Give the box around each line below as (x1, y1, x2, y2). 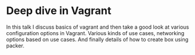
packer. (6, 42, 25, 49)
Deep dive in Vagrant (6, 4, 112, 18)
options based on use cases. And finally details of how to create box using (6, 36, 188, 43)
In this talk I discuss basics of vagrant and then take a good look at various (6, 23, 189, 30)
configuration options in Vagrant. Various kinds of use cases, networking (6, 29, 184, 36)
